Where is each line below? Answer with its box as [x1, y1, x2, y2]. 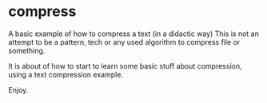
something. [8, 46, 46, 55]
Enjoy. [8, 85, 29, 94]
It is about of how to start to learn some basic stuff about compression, [8, 61, 242, 70]
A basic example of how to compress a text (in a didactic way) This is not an [8, 29, 260, 38]
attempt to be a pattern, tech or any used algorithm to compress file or [8, 37, 241, 46]
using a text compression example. [8, 69, 124, 79]
